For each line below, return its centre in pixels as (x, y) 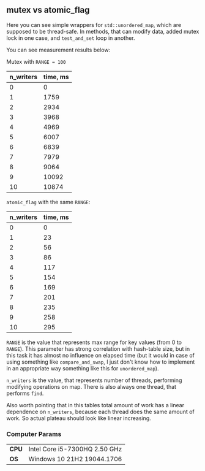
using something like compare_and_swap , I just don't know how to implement (101, 362)
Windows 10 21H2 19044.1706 (75, 459)
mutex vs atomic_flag (48, 10)
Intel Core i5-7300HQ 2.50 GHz (75, 449)
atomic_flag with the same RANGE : (48, 202)
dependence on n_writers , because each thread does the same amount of (100, 412)
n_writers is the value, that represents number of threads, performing (94, 380)
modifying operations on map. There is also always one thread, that (91, 386)
